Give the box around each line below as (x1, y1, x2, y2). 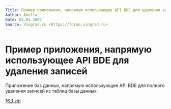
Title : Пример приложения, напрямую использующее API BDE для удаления (5, 7, 160, 13)
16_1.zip (5, 98, 21, 104)
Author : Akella (5, 12, 38, 17)
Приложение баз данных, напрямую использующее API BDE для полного (5, 82, 165, 89)
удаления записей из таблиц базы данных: (5, 88, 98, 94)
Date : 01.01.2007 (5, 17, 42, 22)
